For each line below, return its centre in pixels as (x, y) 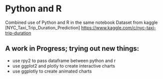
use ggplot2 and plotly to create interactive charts (64, 66)
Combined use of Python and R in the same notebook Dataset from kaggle (81, 22)
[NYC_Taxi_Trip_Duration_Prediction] (43, 27)
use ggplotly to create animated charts (52, 71)
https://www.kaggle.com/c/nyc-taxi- (118, 27)
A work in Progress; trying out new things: (72, 48)
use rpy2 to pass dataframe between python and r (64, 61)
